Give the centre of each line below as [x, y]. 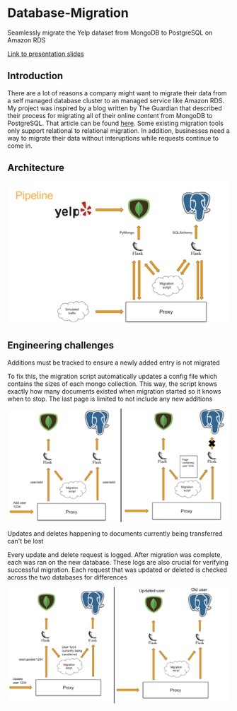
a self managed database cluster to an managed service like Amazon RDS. [116, 100]
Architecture [36, 168]
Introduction [35, 76]
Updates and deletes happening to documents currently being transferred [115, 533]
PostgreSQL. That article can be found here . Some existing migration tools [116, 123]
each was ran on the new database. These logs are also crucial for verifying [118, 562]
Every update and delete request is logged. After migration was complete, [115, 554]
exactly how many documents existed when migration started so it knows [114, 391]
